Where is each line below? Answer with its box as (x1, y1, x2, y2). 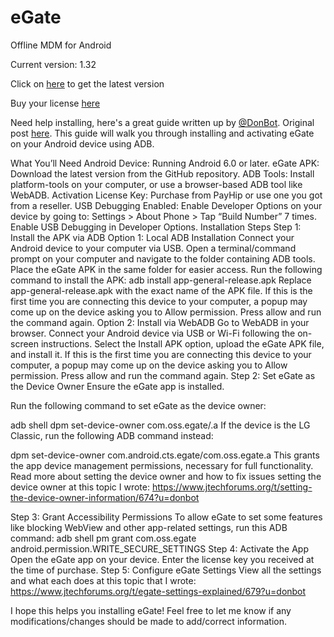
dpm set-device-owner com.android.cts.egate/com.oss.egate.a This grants (10, 449, 320, 461)
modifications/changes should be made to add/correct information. (10, 615, 287, 627)
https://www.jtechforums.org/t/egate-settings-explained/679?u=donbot (10, 585, 307, 597)
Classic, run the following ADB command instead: (10, 429, 214, 441)
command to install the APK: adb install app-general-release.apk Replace (10, 274, 312, 286)
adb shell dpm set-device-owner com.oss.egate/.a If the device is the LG (10, 419, 311, 431)
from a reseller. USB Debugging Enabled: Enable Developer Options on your (10, 199, 323, 211)
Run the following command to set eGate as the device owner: (10, 399, 267, 411)
